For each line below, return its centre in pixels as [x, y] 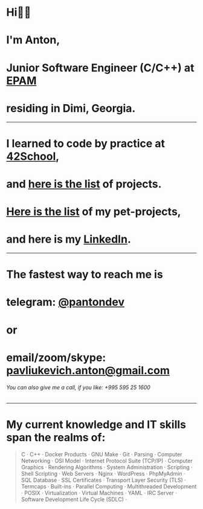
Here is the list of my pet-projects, [94, 212]
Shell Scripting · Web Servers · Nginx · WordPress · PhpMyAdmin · [103, 473]
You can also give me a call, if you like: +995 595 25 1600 [79, 387]
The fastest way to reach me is [85, 274]
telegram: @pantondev [66, 302]
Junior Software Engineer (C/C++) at [100, 67]
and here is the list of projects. [84, 184]
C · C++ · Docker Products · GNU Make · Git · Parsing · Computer [101, 454]
